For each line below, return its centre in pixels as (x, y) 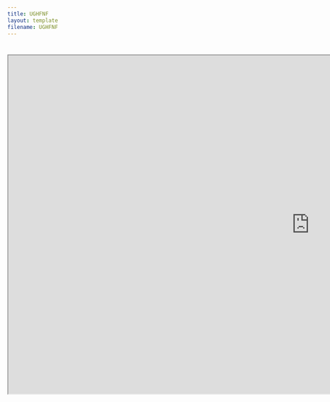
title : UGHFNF (28, 14)
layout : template (33, 20)
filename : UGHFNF (33, 27)
